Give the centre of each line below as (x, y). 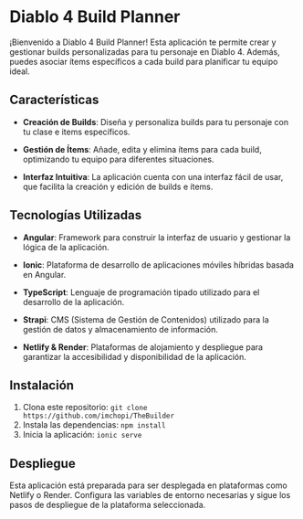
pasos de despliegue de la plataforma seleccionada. (108, 505)
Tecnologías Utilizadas (76, 215)
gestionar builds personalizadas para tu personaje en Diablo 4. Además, (145, 51)
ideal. (20, 71)
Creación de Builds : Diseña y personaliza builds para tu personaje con (156, 122)
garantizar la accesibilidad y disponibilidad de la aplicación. (134, 356)
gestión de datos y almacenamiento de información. (120, 329)
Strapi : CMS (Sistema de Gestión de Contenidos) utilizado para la (146, 319)
